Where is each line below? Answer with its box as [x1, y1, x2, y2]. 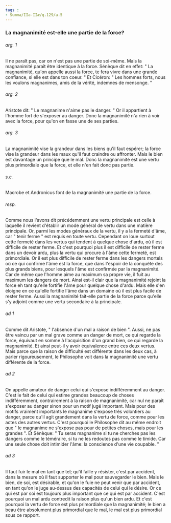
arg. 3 [5, 130, 18, 136]
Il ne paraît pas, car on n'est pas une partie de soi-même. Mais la [5, 57, 142, 64]
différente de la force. [5, 359, 51, 365]
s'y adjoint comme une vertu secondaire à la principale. [5, 299, 122, 305]
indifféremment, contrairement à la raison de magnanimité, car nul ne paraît [5, 398, 164, 404]
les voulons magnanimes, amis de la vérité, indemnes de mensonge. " [5, 79, 152, 86]
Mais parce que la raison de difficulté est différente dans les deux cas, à [5, 348, 157, 354]
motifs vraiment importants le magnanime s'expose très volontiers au [5, 408, 151, 414]
